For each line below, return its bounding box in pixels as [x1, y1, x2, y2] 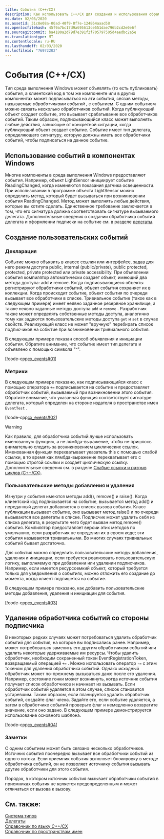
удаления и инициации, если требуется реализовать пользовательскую [5, 555, 156, 561]
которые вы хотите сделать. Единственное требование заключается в [5, 204, 152, 209]
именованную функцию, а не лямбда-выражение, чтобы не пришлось [5, 439, 152, 445]
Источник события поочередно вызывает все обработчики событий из [5, 750, 154, 756]
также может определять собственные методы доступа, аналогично [5, 311, 149, 317]
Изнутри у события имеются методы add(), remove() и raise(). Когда [5, 493, 147, 499]
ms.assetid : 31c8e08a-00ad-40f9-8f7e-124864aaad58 [5, 21, 110, 26]
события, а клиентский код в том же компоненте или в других [5, 91, 136, 96]
